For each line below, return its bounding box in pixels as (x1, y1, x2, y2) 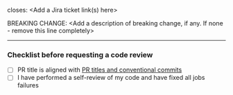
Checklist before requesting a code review (7, 50, 153, 59)
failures (17, 81, 40, 89)
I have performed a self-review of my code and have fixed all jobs (17, 74, 205, 82)
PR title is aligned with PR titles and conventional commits (17, 65, 182, 74)
